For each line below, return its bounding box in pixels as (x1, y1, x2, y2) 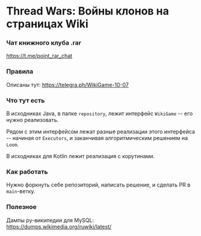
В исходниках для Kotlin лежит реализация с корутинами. (6, 153, 155, 160)
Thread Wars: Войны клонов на (6, 4, 170, 18)
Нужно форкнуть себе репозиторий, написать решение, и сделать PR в (6, 181, 191, 188)
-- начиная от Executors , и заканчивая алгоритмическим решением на (6, 135, 188, 142)
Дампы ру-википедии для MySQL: (6, 216, 94, 224)
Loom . (6, 141, 19, 148)
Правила (6, 68, 34, 76)
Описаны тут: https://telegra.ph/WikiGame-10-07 (6, 81, 129, 88)
